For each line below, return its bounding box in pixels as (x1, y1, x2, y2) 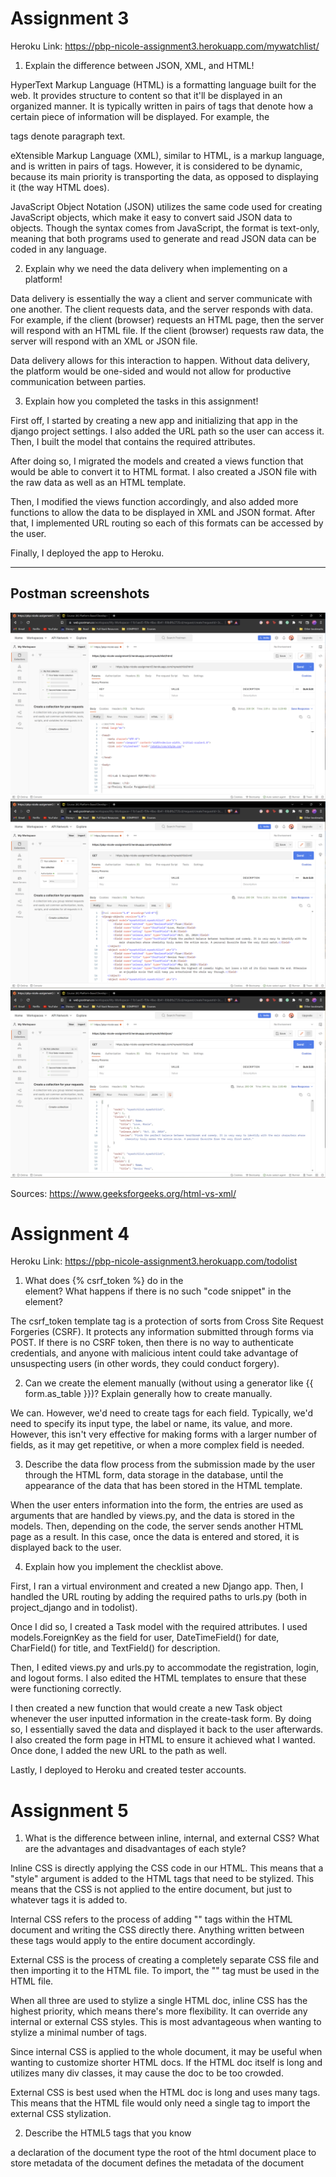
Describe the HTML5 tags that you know (24, 2127, 192, 2139)
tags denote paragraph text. (10, 130, 126, 142)
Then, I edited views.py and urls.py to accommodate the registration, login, (10, 1662, 319, 1674)
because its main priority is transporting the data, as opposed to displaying (10, 170, 319, 182)
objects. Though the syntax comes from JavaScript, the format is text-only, (10, 222, 320, 234)
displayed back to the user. (10, 1542, 122, 1554)
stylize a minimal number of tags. (10, 2027, 147, 2039)
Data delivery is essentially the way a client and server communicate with (10, 292, 313, 304)
